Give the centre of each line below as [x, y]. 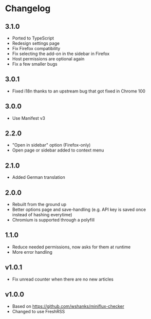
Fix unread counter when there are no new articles [63, 279]
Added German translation [38, 177]
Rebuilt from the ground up [39, 205]
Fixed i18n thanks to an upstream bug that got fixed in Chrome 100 [79, 91]
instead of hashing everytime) [42, 215]
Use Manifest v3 [28, 118]
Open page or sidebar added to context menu [58, 150]
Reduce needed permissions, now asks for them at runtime [71, 247]
